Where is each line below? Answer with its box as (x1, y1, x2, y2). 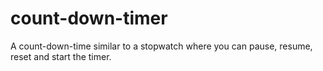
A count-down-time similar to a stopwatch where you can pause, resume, (10, 40, 313, 52)
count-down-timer (10, 7, 168, 30)
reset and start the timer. (10, 50, 112, 62)
